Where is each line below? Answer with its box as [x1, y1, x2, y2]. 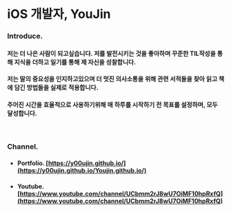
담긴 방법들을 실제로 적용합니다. [14, 83, 99, 92]
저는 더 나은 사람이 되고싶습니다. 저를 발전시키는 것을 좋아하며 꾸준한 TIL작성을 [7, 49, 216, 57]
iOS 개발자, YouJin [7, 6, 111, 22]
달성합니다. [7, 109, 38, 117]
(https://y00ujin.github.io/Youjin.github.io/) [17, 167, 147, 175]
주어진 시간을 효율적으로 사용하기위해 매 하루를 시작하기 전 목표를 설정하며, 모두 [7, 100, 219, 109]
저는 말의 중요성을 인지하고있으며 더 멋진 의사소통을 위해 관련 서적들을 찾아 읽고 [7, 75, 218, 83]
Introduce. [7, 32, 43, 41]
